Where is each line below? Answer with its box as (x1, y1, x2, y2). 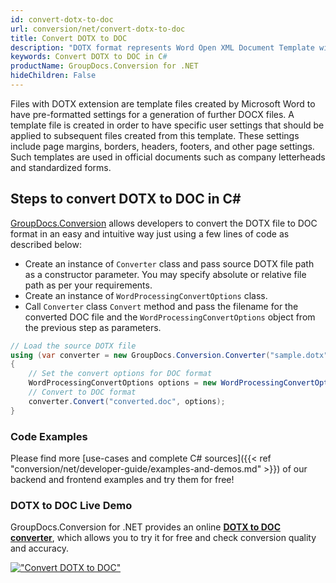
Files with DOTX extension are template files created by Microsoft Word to (10, 97, 316, 110)
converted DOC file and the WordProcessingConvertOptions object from (24, 311, 316, 323)
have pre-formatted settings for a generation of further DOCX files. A (10, 108, 295, 120)
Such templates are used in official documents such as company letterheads (10, 151, 326, 163)
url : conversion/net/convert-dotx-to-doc (10, 24, 186, 34)
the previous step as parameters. (24, 321, 162, 333)
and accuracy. (10, 542, 69, 555)
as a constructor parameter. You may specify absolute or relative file (24, 268, 307, 280)
